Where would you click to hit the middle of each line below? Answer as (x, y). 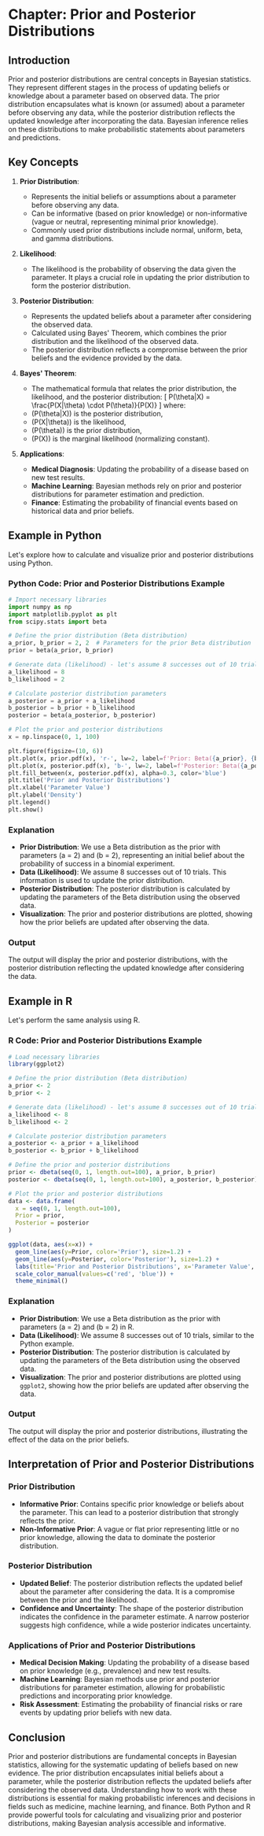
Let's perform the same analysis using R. (74, 1020)
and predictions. (35, 138)
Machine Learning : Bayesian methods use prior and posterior (119, 1679)
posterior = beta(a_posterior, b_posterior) (82, 715)
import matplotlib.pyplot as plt (63, 614)
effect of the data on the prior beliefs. (69, 1439)
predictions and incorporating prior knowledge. (96, 1696)
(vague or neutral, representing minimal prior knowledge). (125, 221)
